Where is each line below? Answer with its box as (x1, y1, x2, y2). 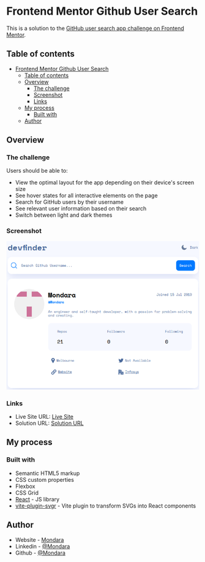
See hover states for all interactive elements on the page (15, 192, 158, 200)
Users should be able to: (6, 167, 69, 174)
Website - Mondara (15, 536, 64, 543)
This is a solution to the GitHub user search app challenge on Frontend (6, 24, 185, 32)
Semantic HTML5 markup (15, 470, 80, 477)
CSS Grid (15, 489, 39, 496)
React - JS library (15, 495, 60, 503)
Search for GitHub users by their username (15, 198, 124, 206)
